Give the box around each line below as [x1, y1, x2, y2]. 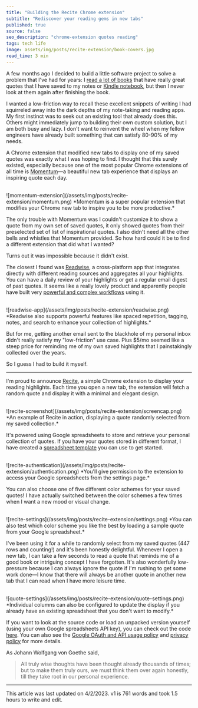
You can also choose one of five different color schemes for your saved [6, 485, 180, 492]
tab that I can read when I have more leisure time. [6, 577, 127, 584]
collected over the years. [6, 349, 67, 356]
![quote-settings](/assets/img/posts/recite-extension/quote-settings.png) [6, 595, 184, 602]
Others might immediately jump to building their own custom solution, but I [6, 118, 187, 126]
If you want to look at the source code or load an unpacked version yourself [6, 618, 190, 626]
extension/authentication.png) [6, 468, 80, 475]
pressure [6, 564, 28, 571]
